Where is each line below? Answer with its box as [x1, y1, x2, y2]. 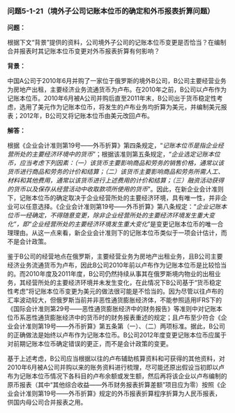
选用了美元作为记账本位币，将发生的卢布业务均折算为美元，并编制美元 [19, 103, 221, 111]
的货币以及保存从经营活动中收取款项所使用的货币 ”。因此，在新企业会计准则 [7, 185, 225, 194]
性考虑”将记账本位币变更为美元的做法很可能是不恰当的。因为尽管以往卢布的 [7, 287, 225, 296]
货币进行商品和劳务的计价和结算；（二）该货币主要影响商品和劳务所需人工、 [7, 168, 225, 176]
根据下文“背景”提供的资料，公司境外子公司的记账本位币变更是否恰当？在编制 [7, 38, 227, 47]
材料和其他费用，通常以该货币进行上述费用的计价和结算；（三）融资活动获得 [7, 176, 225, 184]
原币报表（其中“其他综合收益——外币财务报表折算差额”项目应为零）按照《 [7, 381, 221, 389]
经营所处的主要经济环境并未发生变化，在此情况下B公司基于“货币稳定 [25, 278, 222, 287]
